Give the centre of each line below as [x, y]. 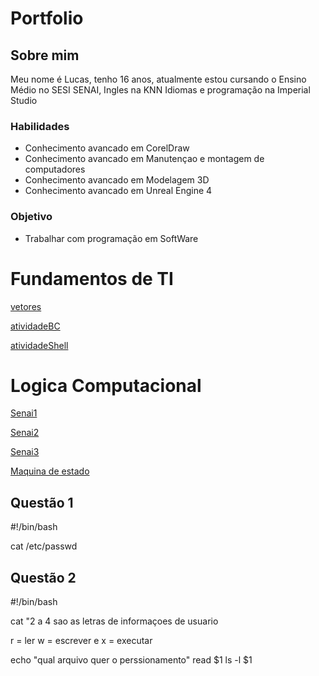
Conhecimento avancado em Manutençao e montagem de [144, 159]
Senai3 [25, 452]
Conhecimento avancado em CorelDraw [107, 148]
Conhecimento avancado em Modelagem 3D [117, 180]
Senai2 [25, 433]
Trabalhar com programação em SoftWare [111, 238]
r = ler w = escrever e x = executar [81, 641]
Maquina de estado [50, 471]
